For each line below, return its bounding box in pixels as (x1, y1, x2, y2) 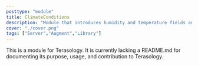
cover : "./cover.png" (6, 25, 60, 31)
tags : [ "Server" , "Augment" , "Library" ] (6, 31, 101, 37)
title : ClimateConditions (6, 14, 70, 20)
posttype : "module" (6, 8, 54, 15)
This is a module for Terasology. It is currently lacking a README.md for (6, 47, 181, 54)
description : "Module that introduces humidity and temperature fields (6, 19, 186, 25)
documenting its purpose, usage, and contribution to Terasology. (6, 53, 164, 60)
